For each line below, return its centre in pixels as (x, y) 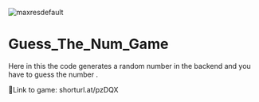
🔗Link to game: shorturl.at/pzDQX (63, 89)
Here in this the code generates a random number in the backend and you (129, 66)
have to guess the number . (53, 74)
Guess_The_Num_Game (88, 44)
